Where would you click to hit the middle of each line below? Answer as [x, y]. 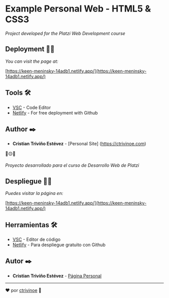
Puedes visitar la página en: [34, 193]
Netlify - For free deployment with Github [55, 113]
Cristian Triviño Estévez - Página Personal [57, 276]
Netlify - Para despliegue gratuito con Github [59, 245]
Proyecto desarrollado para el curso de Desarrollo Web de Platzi [72, 165]
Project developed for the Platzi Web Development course [65, 33]
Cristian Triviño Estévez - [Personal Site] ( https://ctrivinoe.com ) [79, 144]
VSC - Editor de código [36, 239]
